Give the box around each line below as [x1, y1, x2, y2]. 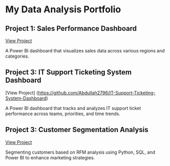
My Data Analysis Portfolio [5, 4, 121, 15]
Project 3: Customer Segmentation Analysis [5, 125, 148, 134]
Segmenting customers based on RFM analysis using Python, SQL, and [5, 149, 155, 155]
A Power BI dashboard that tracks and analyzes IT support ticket [5, 105, 141, 111]
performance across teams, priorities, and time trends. [5, 110, 120, 117]
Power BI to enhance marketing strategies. [5, 154, 95, 160]
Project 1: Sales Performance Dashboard [5, 24, 137, 33]
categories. [5, 53, 29, 59]
